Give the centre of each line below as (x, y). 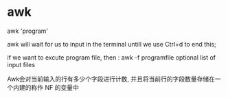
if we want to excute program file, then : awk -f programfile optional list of (112, 57)
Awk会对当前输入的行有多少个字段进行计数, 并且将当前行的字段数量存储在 (111, 79)
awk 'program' (28, 31)
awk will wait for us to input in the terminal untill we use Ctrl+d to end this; (112, 44)
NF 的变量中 (61, 87)
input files (21, 64)
